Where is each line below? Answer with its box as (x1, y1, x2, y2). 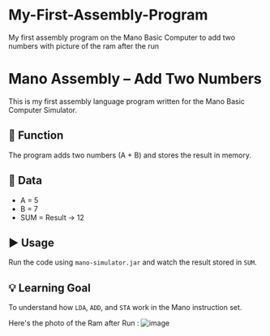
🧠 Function (8, 128, 64, 143)
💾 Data (8, 174, 43, 187)
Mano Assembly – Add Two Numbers (8, 70, 262, 88)
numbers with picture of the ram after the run (8, 41, 160, 50)
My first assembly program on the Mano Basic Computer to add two (8, 32, 236, 42)
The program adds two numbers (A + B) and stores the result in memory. (8, 150, 252, 160)
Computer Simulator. (8, 105, 77, 114)
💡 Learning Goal (8, 281, 91, 295)
